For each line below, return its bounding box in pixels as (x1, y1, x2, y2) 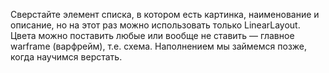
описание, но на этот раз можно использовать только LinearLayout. (10, 19, 301, 31)
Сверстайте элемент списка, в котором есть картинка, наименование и (10, 9, 320, 20)
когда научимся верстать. (10, 51, 123, 63)
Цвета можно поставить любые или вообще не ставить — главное (10, 30, 295, 41)
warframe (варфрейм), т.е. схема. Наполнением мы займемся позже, (10, 40, 308, 52)
